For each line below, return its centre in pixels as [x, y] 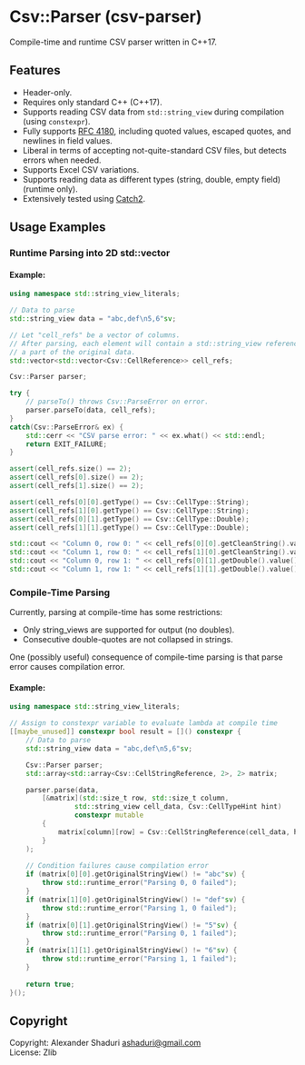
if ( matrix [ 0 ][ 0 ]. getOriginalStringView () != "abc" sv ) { [136, 874]
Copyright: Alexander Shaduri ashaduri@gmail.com [105, 1043]
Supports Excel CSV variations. [81, 169]
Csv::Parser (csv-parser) [106, 17]
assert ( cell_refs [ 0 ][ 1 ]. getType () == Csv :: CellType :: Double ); [129, 519]
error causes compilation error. [67, 667]
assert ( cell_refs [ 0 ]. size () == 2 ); [77, 478]
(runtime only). [50, 189]
